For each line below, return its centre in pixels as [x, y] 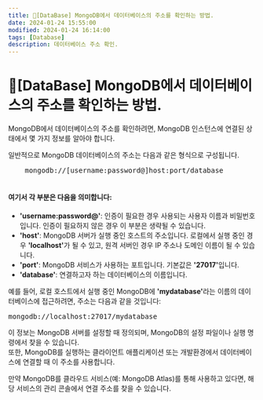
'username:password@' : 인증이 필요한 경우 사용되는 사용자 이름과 [124, 216]
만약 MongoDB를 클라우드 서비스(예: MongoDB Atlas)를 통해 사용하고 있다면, [127, 379]
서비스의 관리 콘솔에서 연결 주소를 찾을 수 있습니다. [93, 388]
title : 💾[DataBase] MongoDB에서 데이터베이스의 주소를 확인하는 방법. [111, 15]
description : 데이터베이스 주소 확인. [63, 45]
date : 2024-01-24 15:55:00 [52, 23]
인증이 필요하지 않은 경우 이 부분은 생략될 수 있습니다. [124, 226]
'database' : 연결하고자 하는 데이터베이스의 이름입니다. [103, 275]
